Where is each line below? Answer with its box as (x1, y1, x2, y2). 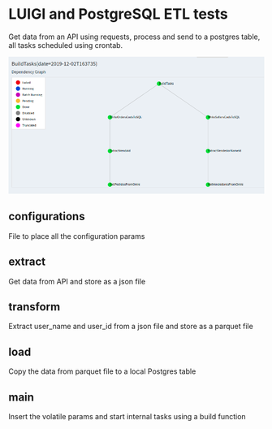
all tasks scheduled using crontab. (8, 40, 123, 50)
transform (8, 300, 61, 314)
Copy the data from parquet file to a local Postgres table (8, 366, 196, 376)
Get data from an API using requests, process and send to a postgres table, (8, 32, 261, 41)
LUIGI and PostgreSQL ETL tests (8, 5, 229, 24)
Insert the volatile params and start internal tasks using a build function (8, 412, 246, 422)
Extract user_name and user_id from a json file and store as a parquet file (8, 322, 253, 331)
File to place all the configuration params (8, 231, 145, 240)
